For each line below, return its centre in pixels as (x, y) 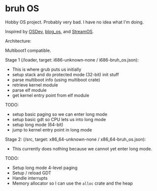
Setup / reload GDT (32, 173)
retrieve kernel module (35, 85)
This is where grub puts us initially (47, 69)
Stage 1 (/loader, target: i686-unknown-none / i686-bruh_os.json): (72, 60)
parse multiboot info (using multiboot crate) (56, 80)
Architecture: (18, 41)
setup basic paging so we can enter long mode (60, 114)
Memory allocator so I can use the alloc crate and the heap (73, 183)
